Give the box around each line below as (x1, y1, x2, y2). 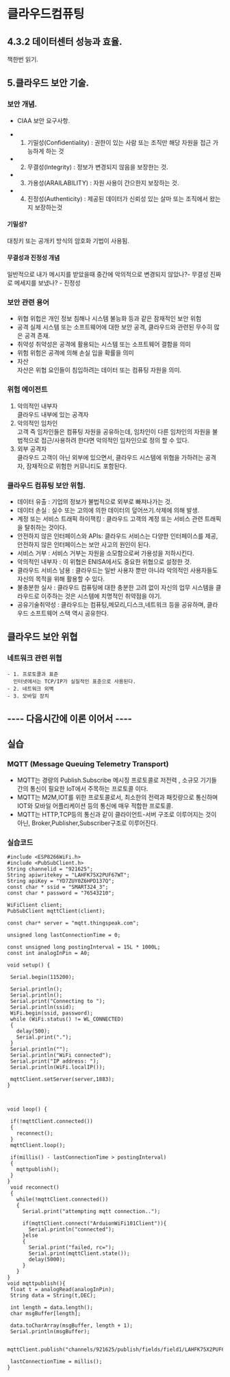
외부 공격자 (16, 444, 47, 453)
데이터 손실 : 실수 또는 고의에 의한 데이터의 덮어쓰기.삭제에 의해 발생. (16, 506, 200, 514)
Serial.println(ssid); (10, 1004, 75, 1011)
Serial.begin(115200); (10, 974, 75, 981)
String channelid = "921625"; (7, 866, 94, 872)
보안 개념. (7, 100, 38, 109)
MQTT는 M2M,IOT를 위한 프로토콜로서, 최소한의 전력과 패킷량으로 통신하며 (16, 793, 218, 801)
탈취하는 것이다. (24, 523, 67, 531)
